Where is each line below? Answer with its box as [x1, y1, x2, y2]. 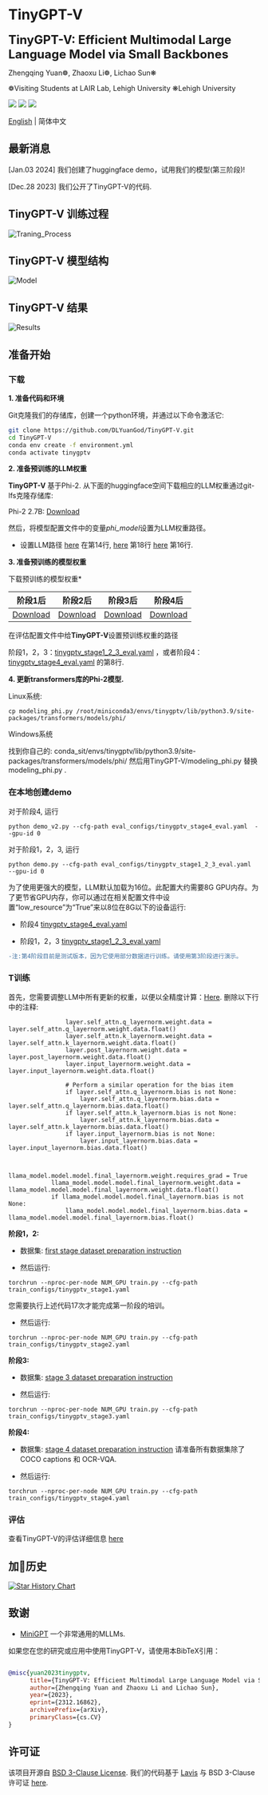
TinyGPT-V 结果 [8, 301, 88, 315]
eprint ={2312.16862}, [29, 1698, 102, 1706]
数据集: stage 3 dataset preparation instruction [19, 1372, 173, 1382]
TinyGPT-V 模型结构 [8, 254, 109, 267]
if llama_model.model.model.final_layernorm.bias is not [50, 1192, 245, 1201]
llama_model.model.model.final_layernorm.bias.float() [8, 1214, 195, 1222]
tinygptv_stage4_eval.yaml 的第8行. [8, 657, 124, 668]
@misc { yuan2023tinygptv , [8, 1669, 91, 1677]
